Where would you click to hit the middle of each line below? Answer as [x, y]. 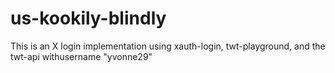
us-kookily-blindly [88, 18]
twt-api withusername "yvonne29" [81, 56]
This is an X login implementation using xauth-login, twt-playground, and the [168, 46]
